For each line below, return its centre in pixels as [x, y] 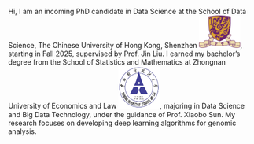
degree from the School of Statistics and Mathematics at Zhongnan [117, 62]
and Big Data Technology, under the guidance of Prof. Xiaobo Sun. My [122, 114]
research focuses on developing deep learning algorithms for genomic [122, 123]
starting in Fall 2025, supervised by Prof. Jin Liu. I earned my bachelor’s [124, 54]
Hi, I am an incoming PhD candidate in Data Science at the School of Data [127, 11]
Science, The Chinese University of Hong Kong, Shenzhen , [125, 46]
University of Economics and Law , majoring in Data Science [127, 106]
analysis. [22, 131]
